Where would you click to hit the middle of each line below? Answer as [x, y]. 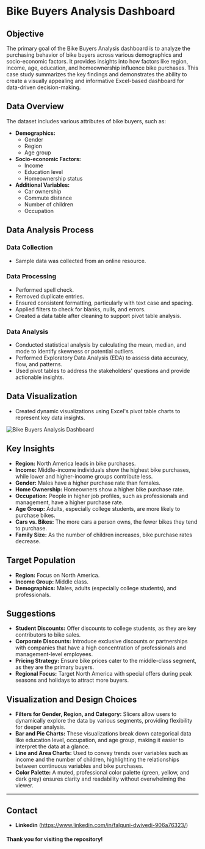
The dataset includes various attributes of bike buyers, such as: [86, 121]
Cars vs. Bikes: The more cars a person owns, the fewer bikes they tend [106, 522]
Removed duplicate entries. [49, 296]
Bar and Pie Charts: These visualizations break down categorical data [103, 734]
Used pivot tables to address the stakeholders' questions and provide [103, 371]
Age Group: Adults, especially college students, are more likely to [98, 508]
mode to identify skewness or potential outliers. [75, 352]
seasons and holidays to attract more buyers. [72, 680]
